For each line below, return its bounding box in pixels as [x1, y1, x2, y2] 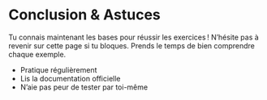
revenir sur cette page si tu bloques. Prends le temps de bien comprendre [8, 40, 256, 50]
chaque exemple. [8, 49, 67, 59]
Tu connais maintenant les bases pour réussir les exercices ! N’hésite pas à [8, 32, 260, 42]
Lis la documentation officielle [19, 73, 121, 83]
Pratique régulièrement [19, 65, 97, 74]
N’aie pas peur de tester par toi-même [19, 82, 149, 92]
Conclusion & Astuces [8, 6, 161, 24]
